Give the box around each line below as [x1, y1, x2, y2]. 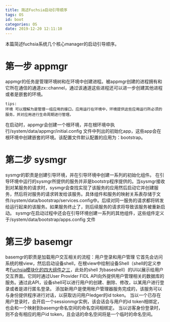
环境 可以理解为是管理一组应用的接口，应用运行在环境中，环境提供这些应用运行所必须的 [5, 107, 162, 112]
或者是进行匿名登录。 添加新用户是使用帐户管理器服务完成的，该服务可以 [9, 285, 162, 291]
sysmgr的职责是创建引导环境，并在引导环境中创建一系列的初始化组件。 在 [5, 172, 160, 178]
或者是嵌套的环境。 [5, 91, 46, 97]
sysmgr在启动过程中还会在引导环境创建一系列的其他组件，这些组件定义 [15, 210, 164, 216]
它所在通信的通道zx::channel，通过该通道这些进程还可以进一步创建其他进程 [5, 85, 163, 91]
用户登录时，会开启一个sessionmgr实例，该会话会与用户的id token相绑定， [5, 298, 162, 304]
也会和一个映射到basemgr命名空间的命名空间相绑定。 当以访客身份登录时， [5, 305, 163, 311]
